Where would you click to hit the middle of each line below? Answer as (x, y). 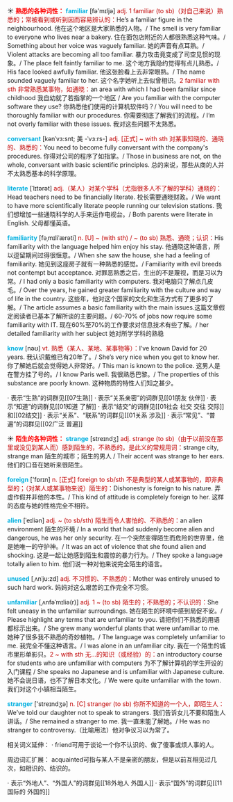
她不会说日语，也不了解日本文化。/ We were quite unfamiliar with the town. (114, 680)
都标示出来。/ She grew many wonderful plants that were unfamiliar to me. (113, 628)
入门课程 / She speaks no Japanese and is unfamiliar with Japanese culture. (116, 672)
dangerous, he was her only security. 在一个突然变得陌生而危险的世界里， (113, 538)
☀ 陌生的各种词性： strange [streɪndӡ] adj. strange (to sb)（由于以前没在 (112, 439)
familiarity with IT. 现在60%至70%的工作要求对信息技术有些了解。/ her (108, 325)
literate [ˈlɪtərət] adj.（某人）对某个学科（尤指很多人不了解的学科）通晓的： (114, 188)
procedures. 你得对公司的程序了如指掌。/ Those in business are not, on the (114, 156)
